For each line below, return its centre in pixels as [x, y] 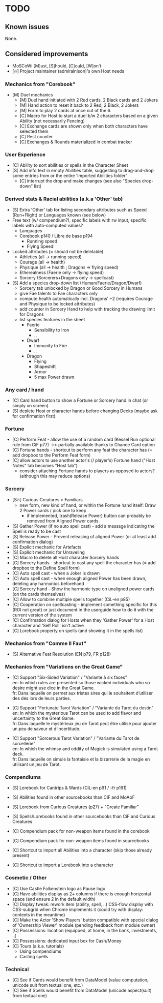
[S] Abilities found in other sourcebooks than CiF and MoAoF [73, 797]
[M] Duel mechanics [33, 95]
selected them [34, 131]
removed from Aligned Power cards [63, 521]
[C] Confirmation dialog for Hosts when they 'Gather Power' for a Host [83, 620]
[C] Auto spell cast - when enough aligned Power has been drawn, [79, 578]
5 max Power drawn [54, 377]
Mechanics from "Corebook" [40, 84]
